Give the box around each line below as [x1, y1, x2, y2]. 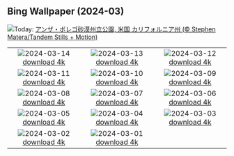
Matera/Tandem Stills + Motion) [7, 33, 98, 41]
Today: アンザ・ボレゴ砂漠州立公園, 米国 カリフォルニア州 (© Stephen [14, 24, 216, 33]
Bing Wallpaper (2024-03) [7, 6, 124, 17]
